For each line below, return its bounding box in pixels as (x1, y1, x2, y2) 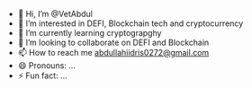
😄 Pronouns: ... (17, 60, 76, 71)
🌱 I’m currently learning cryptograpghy (17, 28, 162, 38)
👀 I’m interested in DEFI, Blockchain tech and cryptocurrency (17, 18, 244, 29)
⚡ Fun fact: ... (17, 70, 67, 81)
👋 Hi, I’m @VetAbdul (17, 9, 93, 19)
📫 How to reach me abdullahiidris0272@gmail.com (17, 48, 210, 57)
